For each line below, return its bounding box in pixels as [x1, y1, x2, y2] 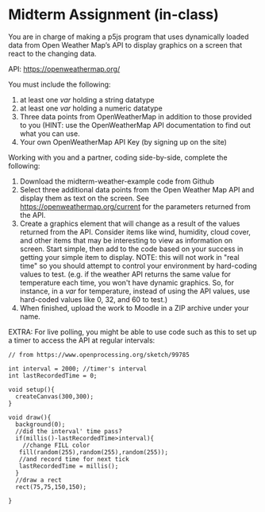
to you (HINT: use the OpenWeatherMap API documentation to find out [19, 120, 252, 130]
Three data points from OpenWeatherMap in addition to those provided [19, 111, 252, 121]
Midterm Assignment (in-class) [8, 6, 220, 24]
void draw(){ [8, 413, 52, 421]
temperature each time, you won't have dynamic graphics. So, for [19, 277, 235, 287]
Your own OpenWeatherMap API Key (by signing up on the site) [19, 137, 228, 146]
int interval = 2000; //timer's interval [8, 364, 148, 373]
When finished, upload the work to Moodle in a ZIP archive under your [19, 303, 250, 312]
